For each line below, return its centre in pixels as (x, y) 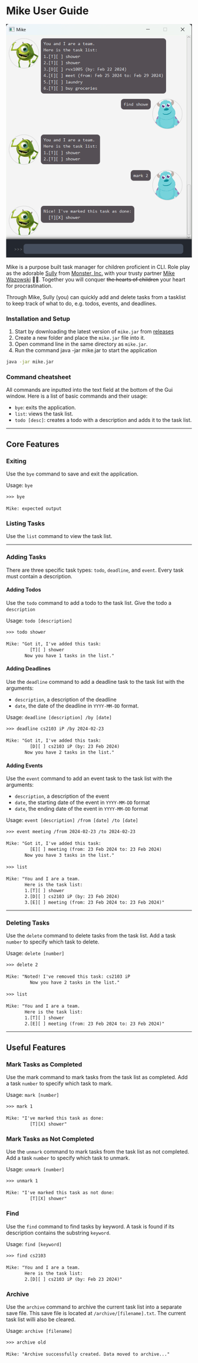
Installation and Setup (38, 319)
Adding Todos (24, 590)
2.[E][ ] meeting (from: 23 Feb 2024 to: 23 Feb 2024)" (95, 1024)
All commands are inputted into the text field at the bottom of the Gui (89, 390)
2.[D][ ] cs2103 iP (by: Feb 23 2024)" (73, 1279)
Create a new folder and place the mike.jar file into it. (80, 338)
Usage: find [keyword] (34, 1244)
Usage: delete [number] (35, 954)
